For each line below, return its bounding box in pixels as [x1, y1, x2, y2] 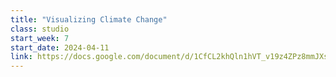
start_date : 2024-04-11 [10, 42, 110, 53]
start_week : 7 [10, 33, 70, 43]
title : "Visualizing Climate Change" [10, 14, 168, 25]
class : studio [10, 24, 70, 34]
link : [10, 52, 33, 62]
